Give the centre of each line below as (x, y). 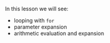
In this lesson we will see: (37, 9)
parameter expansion (40, 27)
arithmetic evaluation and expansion (59, 33)
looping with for (34, 20)
